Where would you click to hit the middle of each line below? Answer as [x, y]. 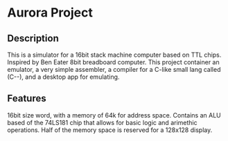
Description [33, 38]
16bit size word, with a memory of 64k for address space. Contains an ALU [114, 115]
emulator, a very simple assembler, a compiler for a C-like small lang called [114, 69]
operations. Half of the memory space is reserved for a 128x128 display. [110, 130]
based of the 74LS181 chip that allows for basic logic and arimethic [102, 122]
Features [27, 98]
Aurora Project [50, 13]
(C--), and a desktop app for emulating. [63, 77]
